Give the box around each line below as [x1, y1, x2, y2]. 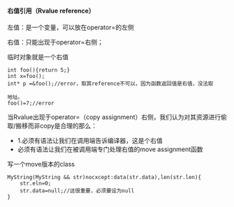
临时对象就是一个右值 [7, 53, 68, 61]
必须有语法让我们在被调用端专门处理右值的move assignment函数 [17, 145, 204, 153]
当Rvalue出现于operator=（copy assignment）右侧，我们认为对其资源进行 [7, 113, 221, 121]
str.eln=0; [20, 180, 52, 187]
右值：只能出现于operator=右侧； [7, 38, 103, 47]
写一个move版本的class [7, 160, 75, 169]
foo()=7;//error [7, 100, 54, 107]
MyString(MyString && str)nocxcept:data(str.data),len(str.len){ [7, 174, 201, 181]
